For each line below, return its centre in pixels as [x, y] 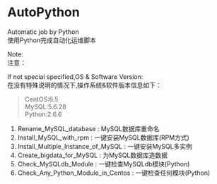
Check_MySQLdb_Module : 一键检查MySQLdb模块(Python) [104, 164]
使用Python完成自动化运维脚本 [52, 40]
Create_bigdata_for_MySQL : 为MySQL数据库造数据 [93, 155]
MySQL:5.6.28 [46, 106]
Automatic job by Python [43, 32]
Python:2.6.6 [43, 114]
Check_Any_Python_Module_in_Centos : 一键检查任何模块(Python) [114, 173]
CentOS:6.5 [41, 99]
